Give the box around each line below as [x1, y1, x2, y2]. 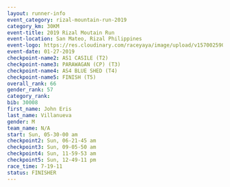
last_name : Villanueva [7, 112, 72, 119]
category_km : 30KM [7, 23, 60, 29]
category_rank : [7, 93, 51, 100]
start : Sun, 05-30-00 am [7, 131, 78, 138]
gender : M [7, 118, 36, 125]
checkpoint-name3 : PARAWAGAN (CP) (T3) [7, 61, 121, 68]
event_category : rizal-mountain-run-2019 [7, 16, 127, 23]
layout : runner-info [7, 10, 66, 17]
